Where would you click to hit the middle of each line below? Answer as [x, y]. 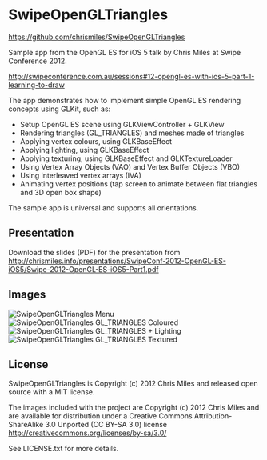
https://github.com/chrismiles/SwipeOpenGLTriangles [97, 37]
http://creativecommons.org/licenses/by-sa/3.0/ [88, 433]
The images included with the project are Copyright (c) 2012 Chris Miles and [134, 408]
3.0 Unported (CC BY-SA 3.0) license [106, 425]
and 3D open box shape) [60, 192]
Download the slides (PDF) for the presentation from [94, 252]
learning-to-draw [37, 85]
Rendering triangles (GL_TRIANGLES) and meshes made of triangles [132, 133]
